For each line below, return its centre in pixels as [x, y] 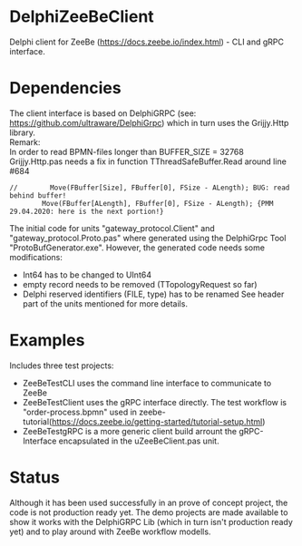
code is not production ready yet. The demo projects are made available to [149, 512]
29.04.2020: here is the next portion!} [87, 211]
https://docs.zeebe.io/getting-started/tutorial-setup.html [157, 421]
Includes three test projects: [62, 366]
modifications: [36, 257]
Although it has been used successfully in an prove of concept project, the [149, 502]
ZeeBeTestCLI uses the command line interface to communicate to [147, 383]
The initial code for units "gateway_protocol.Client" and [112, 228]
